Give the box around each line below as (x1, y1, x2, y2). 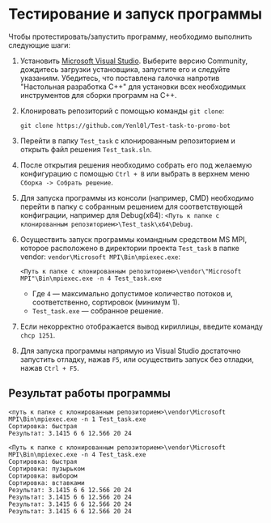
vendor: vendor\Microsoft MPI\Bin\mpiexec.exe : (19, 252, 180, 261)
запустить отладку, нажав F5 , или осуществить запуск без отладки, (19, 354, 255, 364)
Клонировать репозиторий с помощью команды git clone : (19, 106, 225, 116)
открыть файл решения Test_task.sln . (19, 144, 152, 154)
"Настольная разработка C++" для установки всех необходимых (19, 82, 247, 91)
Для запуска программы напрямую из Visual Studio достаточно (19, 346, 241, 355)
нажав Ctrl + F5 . (19, 363, 79, 372)
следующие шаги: (8, 40, 71, 49)
